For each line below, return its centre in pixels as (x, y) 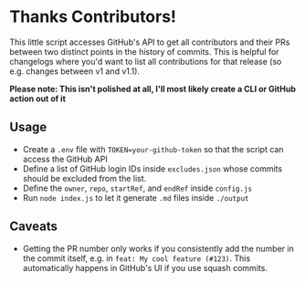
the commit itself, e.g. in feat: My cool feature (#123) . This (137, 258)
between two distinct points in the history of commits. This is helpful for (144, 51)
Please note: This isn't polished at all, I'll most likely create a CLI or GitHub (153, 89)
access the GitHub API (65, 159)
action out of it (38, 99)
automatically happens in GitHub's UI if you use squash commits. (145, 267)
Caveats (33, 227)
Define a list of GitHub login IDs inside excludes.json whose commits (152, 168)
